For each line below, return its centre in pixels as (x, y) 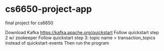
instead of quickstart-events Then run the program (57, 43)
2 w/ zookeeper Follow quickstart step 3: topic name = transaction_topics (80, 38)
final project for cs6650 (29, 23)
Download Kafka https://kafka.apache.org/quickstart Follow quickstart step (82, 32)
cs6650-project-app (48, 9)
